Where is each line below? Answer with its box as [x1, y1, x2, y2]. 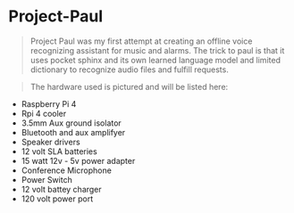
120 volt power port [21, 193, 94, 204]
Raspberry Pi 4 [21, 98, 77, 109]
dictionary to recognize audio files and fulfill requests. [29, 64, 229, 75]
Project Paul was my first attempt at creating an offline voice [29, 36, 253, 46]
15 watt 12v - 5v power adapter [21, 155, 136, 166]
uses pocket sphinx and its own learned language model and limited [29, 54, 281, 65]
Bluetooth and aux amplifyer [21, 127, 126, 137]
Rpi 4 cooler [21, 108, 67, 119]
